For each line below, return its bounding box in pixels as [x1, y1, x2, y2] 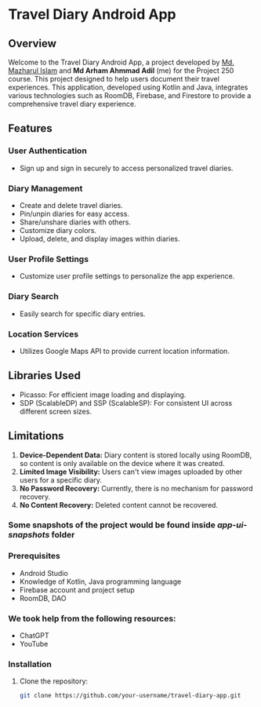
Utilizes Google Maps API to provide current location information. [19, 346, 230, 355]
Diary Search [8, 291, 59, 302]
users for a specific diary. [19, 475, 103, 484]
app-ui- [216, 519, 248, 530]
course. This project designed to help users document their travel [8, 75, 219, 83]
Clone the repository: [19, 676, 89, 686]
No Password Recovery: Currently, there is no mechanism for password [19, 483, 253, 493]
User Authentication [8, 145, 88, 156]
